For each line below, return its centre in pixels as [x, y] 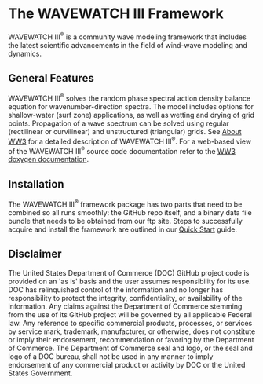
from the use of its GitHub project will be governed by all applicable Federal [130, 314]
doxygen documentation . [48, 159]
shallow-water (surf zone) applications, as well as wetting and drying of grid [131, 115]
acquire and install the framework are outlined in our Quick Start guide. [123, 229]
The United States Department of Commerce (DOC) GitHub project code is [129, 272]
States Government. [40, 373]
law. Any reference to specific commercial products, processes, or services [130, 323]
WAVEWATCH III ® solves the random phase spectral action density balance [130, 97]
